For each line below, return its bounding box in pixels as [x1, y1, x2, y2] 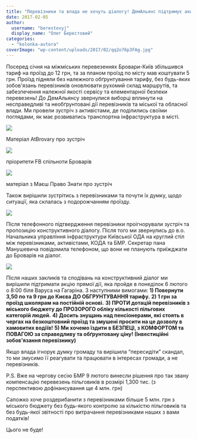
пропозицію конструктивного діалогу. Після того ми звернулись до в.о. [6, 227, 185, 234]
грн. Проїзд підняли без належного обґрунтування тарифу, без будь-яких [6, 75, 191, 82]
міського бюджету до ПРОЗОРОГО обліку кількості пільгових [6, 305, 165, 312]
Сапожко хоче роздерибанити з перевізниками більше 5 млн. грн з [6, 395, 175, 403]
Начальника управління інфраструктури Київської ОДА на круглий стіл [6, 233, 185, 240]
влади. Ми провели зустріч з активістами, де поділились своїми [6, 107, 167, 114]
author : [6, 19, 25, 25]
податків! [6, 414, 29, 421]
